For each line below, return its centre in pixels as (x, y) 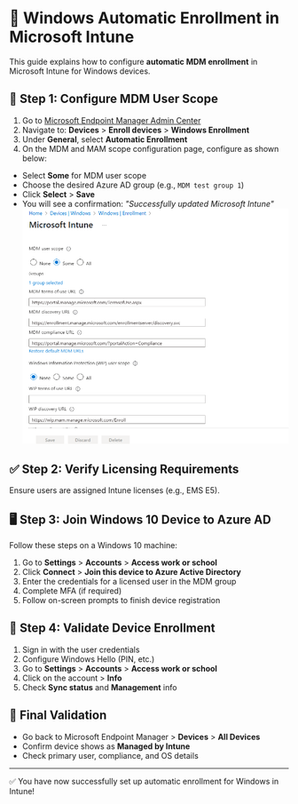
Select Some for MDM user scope (84, 175)
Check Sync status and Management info (99, 687)
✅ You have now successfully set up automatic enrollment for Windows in (144, 781)
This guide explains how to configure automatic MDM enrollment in (133, 61)
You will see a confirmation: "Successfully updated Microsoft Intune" (148, 203)
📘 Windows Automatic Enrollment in (144, 18)
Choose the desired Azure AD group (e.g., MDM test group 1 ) (133, 185)
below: (34, 158)
